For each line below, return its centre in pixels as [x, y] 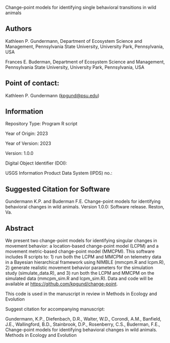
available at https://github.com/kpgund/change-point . [62, 284]
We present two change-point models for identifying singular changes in [81, 241]
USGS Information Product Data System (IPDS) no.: [59, 173]
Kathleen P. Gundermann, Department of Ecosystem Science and [74, 41]
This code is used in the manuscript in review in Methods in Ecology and [81, 294]
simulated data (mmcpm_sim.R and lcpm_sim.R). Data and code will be [79, 279]
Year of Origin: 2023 [27, 134]
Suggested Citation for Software [58, 189]
